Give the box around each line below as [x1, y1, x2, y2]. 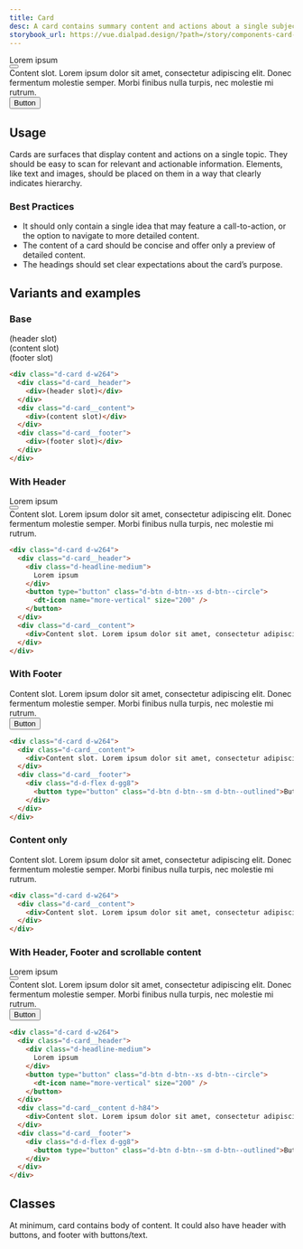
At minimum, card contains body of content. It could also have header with [9, 1220, 287, 1231]
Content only [9, 833, 68, 846]
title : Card [9, 13, 54, 23]
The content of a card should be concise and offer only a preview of [22, 240, 276, 251]
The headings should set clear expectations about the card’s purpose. [22, 259, 283, 270]
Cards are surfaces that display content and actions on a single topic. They [9, 149, 289, 160]
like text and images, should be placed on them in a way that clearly [9, 168, 262, 179]
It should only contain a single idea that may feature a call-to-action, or [22, 221, 287, 231]
